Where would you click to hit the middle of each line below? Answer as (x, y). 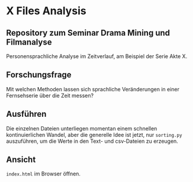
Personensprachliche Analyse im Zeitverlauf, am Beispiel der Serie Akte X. (97, 56)
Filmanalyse (29, 42)
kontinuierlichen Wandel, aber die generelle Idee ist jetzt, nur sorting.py (94, 135)
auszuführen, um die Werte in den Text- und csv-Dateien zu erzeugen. (92, 141)
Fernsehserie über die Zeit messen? (50, 95)
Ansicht (21, 160)
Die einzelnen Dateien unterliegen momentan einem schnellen (82, 128)
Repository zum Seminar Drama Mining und (88, 33)
